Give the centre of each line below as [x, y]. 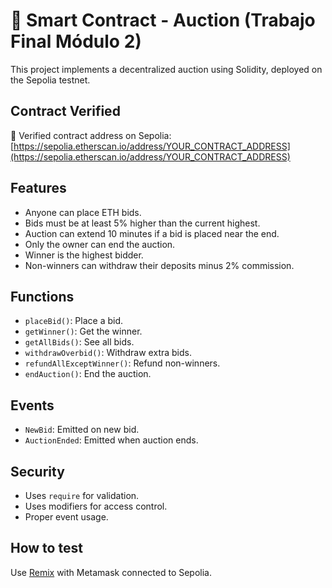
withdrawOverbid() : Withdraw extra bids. [108, 353]
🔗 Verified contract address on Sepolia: [91, 135]
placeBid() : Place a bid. [74, 321]
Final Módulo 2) [76, 41]
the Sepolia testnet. [50, 80]
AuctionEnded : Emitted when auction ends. [111, 440]
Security [37, 471]
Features [38, 188]
